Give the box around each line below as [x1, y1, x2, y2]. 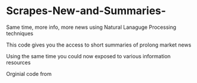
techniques [6, 29, 34, 36]
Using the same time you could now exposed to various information [6, 52, 171, 59]
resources [6, 59, 31, 66]
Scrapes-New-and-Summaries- [6, 4, 166, 18]
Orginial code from [6, 70, 52, 77]
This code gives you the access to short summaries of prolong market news [6, 41, 192, 48]
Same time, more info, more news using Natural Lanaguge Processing [6, 24, 176, 31]
